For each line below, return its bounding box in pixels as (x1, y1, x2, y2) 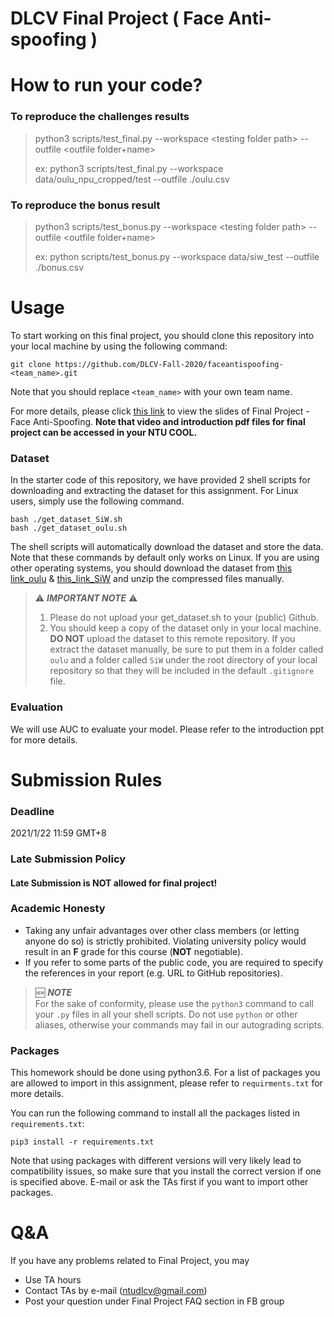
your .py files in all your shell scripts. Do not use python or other (34, 1008, 298, 1020)
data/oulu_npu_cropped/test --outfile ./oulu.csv (34, 173, 230, 185)
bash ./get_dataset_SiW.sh (10, 515, 123, 525)
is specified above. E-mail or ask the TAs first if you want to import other (10, 1176, 309, 1188)
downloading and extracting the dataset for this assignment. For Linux (10, 485, 299, 497)
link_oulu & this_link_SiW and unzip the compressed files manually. (10, 573, 285, 585)
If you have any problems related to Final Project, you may (10, 1255, 250, 1267)
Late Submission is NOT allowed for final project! (10, 877, 218, 889)
